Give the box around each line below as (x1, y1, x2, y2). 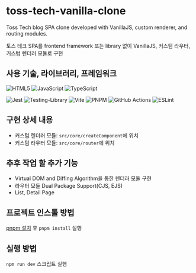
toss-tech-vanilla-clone (6, 4, 126, 18)
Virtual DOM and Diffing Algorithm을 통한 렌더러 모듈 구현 (14, 175, 152, 182)
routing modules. (6, 30, 47, 37)
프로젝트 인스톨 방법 (6, 207, 75, 217)
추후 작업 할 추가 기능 (6, 158, 78, 168)
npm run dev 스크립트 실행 (6, 261, 67, 267)
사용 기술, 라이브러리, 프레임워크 (6, 69, 117, 79)
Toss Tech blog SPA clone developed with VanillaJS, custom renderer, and (6, 24, 188, 31)
